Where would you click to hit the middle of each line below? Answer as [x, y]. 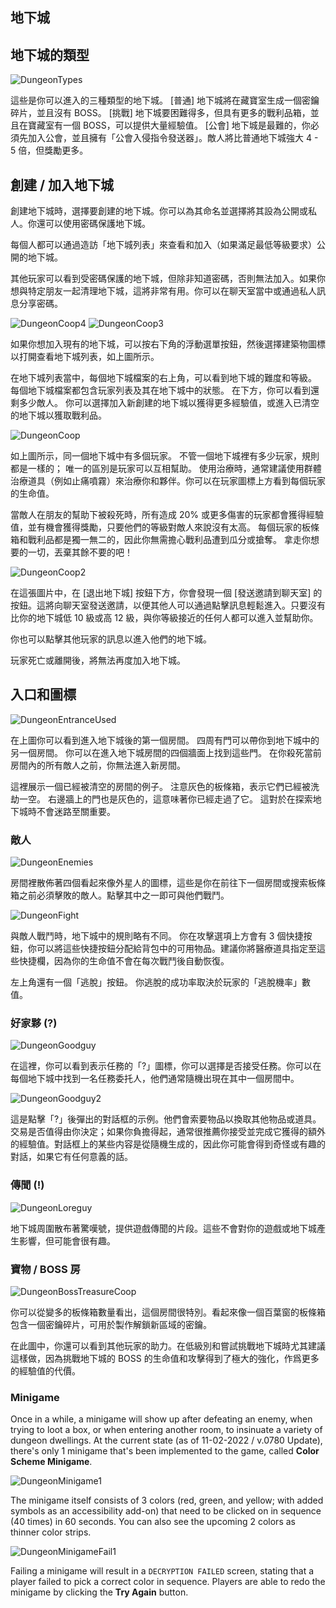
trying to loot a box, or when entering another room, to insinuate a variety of [166, 1430]
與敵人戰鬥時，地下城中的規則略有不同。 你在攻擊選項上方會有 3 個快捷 [157, 936]
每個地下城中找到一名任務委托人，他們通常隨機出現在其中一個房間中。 [155, 1079]
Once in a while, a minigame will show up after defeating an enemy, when [161, 1419]
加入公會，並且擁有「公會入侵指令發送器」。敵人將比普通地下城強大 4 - [173, 138]
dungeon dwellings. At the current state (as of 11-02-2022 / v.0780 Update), [166, 1440]
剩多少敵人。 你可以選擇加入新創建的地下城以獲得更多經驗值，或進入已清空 [165, 403]
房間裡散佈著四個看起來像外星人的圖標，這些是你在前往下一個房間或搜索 [159, 883]
